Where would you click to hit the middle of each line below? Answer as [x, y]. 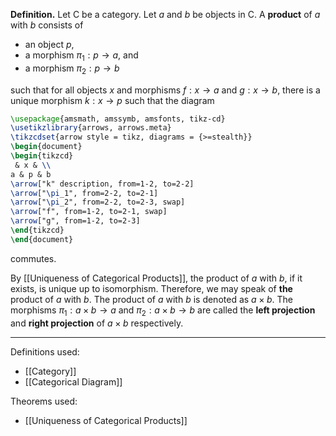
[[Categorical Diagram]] [73, 381]
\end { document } [42, 239]
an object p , [49, 44]
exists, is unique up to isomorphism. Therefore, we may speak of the [151, 288]
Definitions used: [45, 351]
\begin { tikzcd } [42, 156]
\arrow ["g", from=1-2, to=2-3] [75, 221]
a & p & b [31, 174]
